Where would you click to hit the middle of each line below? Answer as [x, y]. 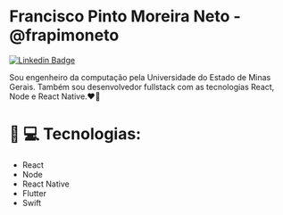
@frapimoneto [64, 35]
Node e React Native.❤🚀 [55, 96]
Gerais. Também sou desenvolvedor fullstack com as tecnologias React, [142, 87]
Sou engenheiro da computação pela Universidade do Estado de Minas [140, 77]
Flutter [34, 193]
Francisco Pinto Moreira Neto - [125, 17]
